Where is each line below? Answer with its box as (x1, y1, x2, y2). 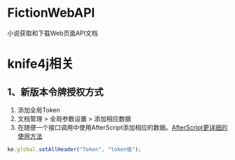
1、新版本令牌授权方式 (7, 86, 104, 98)
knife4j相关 (7, 56, 74, 72)
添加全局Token (17, 106, 60, 114)
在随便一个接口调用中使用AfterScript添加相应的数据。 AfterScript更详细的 (17, 123, 228, 131)
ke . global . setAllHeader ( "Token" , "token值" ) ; (7, 145, 142, 153)
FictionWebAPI (7, 5, 95, 21)
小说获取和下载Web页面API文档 (7, 29, 98, 37)
